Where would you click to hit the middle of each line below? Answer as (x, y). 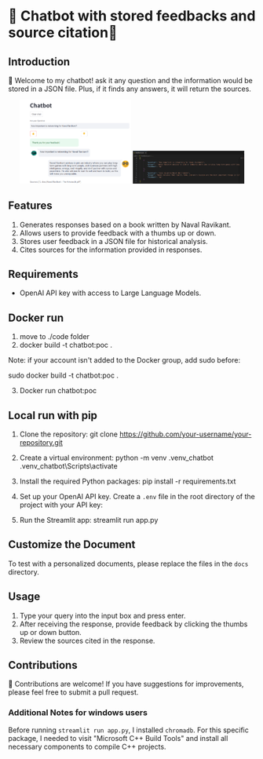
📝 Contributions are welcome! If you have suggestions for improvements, (126, 684)
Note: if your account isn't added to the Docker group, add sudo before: (124, 360)
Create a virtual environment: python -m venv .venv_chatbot (117, 458)
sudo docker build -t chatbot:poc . (64, 375)
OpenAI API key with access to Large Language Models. (110, 293)
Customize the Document (72, 545)
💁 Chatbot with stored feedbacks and (132, 16)
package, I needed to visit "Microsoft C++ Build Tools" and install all (118, 738)
